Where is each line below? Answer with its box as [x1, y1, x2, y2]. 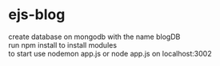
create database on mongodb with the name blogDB [8, 32, 181, 41]
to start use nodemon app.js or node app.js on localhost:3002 [8, 49, 212, 58]
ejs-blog [8, 6, 66, 24]
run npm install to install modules [8, 40, 118, 49]
